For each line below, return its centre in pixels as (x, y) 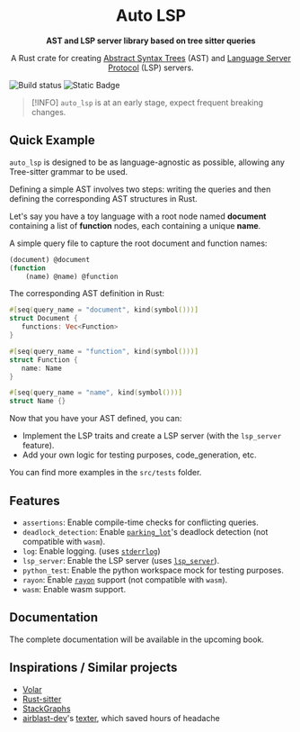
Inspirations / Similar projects (93, 668)
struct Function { (44, 360)
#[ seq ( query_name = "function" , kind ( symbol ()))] (104, 351)
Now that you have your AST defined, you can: (96, 419)
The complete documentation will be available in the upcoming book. (137, 639)
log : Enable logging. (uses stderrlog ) (91, 551)
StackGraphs (46, 709)
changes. (49, 112)
